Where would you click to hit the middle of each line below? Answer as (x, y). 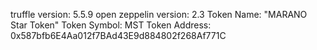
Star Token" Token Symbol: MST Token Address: (111, 25)
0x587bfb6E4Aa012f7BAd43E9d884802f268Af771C (118, 35)
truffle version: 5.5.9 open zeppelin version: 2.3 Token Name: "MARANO (159, 14)
